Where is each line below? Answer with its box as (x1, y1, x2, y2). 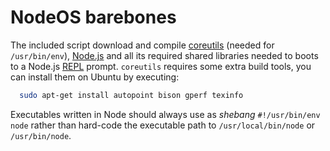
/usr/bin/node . (10, 129, 72, 141)
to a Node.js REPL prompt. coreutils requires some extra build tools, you (10, 60, 312, 72)
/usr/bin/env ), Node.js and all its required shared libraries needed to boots (10, 49, 319, 61)
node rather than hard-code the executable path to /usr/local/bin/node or (10, 119, 316, 131)
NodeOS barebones (10, 6, 177, 29)
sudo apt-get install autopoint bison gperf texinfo (19, 90, 244, 100)
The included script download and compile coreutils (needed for (10, 39, 275, 51)
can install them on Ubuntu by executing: (10, 71, 180, 83)
